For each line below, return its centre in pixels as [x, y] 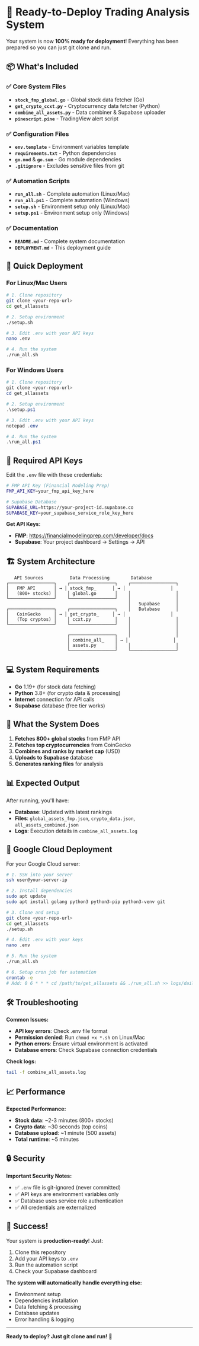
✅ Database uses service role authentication [69, 1201]
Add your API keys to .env [46, 1258]
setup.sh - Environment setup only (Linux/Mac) [72, 206]
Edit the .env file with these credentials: [54, 475]
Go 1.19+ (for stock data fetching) [55, 687]
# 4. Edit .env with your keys [45, 940]
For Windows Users [35, 370]
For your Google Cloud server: [43, 864]
